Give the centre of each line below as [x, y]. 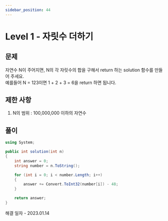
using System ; [20, 143]
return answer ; [30, 198]
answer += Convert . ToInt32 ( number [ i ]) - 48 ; [71, 184]
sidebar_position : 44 [28, 10]
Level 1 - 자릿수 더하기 [49, 36]
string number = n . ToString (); [47, 166]
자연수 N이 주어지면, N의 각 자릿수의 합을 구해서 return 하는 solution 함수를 [79, 70]
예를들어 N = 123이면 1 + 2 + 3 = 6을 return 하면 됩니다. [61, 82]
